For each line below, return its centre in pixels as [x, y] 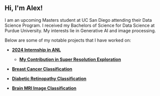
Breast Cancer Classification [42, 69]
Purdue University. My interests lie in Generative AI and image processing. [80, 30]
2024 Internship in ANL [36, 49]
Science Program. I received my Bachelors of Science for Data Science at [80, 25]
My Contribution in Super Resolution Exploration [70, 59]
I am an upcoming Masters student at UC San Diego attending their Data [78, 20]
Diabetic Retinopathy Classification [49, 78]
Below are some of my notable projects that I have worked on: [68, 40]
